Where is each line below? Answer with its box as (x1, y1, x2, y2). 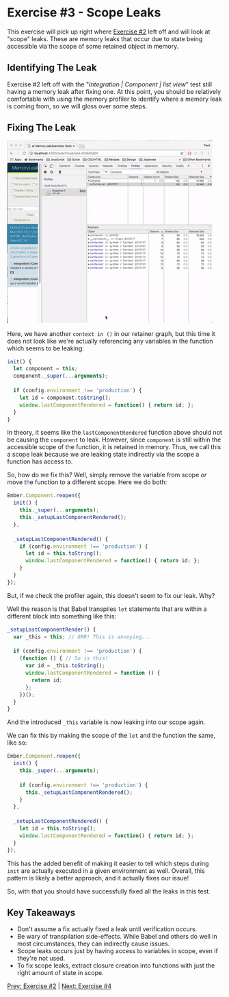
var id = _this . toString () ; (25, 662, 106, 669)
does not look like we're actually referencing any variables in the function (7, 337, 213, 345)
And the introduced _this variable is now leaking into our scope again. (7, 718, 206, 726)
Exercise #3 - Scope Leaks (7, 5, 161, 21)
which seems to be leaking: (7, 344, 84, 352)
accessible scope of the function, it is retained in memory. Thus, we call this (7, 443, 221, 451)
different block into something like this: (7, 612, 117, 620)
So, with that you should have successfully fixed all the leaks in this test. (7, 887, 211, 896)
